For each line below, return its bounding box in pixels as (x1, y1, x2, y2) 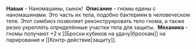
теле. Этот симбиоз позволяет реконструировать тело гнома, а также (6, 18, 185, 24)
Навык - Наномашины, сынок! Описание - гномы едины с (6, 5, 156, 12)
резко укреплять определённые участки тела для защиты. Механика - (6, 24, 188, 31)
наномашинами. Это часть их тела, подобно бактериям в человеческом (6, 11, 190, 18)
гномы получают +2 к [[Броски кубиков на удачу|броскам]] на (6, 30, 166, 37)
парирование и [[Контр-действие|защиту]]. (6, 37, 117, 43)
